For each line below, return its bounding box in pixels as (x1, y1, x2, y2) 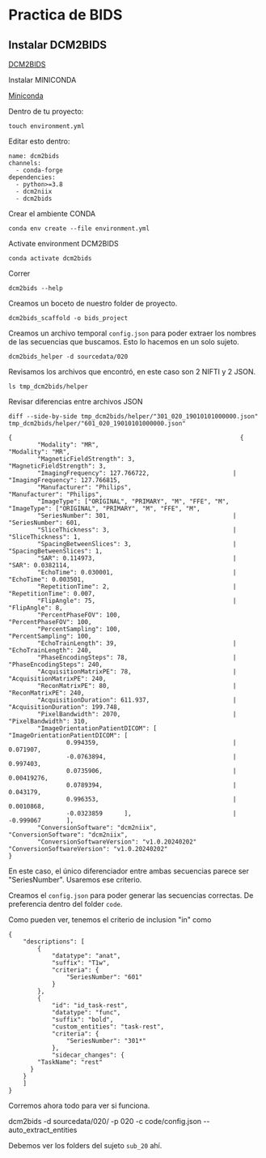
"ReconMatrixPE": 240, (8, 689, 85, 697)
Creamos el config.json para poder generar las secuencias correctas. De (8, 891, 254, 900)
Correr (8, 269, 31, 278)
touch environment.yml (8, 122, 85, 130)
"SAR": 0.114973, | (37, 554, 237, 562)
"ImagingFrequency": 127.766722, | (37, 469, 237, 477)
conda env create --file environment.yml (8, 224, 150, 233)
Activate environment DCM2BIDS (8, 239, 119, 248)
